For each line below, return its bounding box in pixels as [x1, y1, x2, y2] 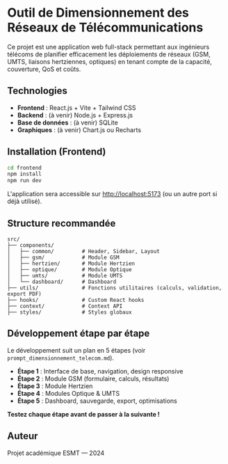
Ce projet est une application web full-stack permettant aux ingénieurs [7, 42, 210, 51]
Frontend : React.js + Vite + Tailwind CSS [17, 103, 136, 112]
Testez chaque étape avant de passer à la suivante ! [7, 410, 160, 418]
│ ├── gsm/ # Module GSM [7, 254, 120, 261]
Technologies [7, 85, 68, 97]
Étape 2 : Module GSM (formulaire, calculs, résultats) [17, 374, 170, 383]
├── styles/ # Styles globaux [7, 309, 132, 316]
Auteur [7, 430, 38, 442]
